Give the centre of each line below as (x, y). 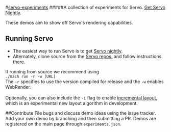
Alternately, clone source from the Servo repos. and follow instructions (87, 56)
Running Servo (29, 38)
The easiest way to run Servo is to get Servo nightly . (68, 51)
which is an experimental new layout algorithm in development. (71, 103)
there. (19, 62)
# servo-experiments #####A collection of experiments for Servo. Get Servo (86, 7)
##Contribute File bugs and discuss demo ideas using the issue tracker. (81, 113)
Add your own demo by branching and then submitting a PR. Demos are (81, 118)
